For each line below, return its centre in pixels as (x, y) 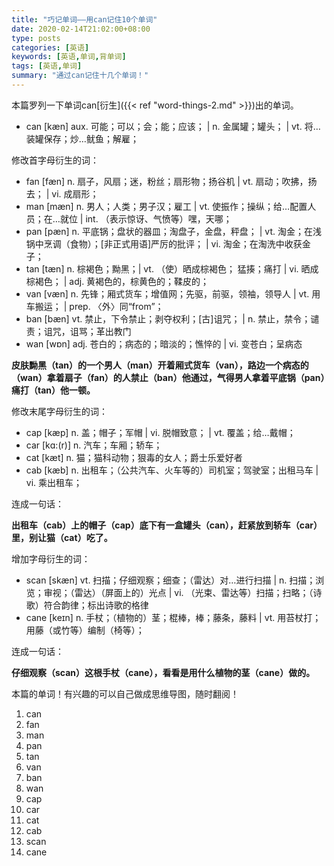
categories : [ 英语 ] (50, 47)
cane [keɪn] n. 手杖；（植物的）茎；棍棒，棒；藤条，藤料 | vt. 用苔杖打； (173, 617)
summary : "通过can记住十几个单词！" (80, 76)
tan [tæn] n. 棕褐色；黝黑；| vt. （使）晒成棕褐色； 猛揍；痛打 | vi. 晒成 (172, 268)
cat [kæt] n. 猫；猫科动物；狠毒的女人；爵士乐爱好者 (134, 457)
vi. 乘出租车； (54, 482)
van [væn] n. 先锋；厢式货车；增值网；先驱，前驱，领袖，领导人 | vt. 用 (173, 293)
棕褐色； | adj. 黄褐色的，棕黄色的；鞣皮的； (117, 281)
